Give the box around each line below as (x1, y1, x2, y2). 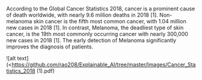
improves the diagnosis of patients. (6, 43, 93, 50)
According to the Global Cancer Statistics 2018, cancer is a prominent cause (6, 5, 195, 12)
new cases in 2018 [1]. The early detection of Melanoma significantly (6, 37, 176, 44)
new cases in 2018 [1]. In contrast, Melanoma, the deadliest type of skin (6, 24, 184, 31)
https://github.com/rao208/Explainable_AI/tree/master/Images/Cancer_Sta (11, 61, 196, 68)
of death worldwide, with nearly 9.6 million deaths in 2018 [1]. (6, 11, 158, 19)
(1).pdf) (36, 67, 55, 74)
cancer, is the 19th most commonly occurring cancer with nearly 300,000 (6, 30, 188, 38)
